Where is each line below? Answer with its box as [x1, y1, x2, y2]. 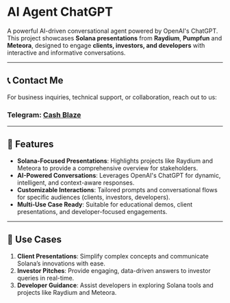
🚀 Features [7, 138, 54, 150]
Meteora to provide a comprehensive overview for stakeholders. [16, 163, 199, 172]
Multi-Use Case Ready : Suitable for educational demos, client [16, 200, 193, 209]
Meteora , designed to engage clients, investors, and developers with [7, 41, 205, 49]
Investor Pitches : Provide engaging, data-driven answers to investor [16, 266, 211, 274]
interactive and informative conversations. [7, 49, 126, 57]
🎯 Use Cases [7, 234, 62, 246]
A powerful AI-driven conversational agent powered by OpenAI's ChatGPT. [7, 27, 218, 35]
